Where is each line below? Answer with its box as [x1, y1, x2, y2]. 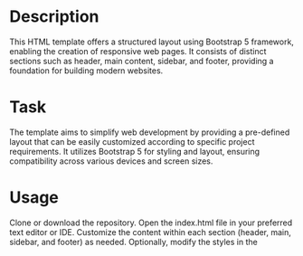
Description [9, 6, 99, 27]
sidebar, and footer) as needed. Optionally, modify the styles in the [9, 236, 258, 247]
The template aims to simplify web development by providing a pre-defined [9, 127, 290, 137]
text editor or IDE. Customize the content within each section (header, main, [9, 226, 292, 237]
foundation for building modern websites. [9, 65, 164, 76]
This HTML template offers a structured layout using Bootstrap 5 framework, [9, 36, 294, 47]
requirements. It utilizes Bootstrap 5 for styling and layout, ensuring [9, 146, 260, 156]
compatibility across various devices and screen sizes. [9, 156, 213, 166]
